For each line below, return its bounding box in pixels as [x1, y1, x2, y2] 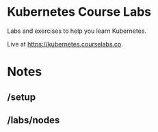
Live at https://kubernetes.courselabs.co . [7, 40, 123, 48]
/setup [7, 91, 36, 103]
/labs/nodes [7, 114, 60, 126]
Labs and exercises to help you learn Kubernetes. [7, 27, 147, 35]
